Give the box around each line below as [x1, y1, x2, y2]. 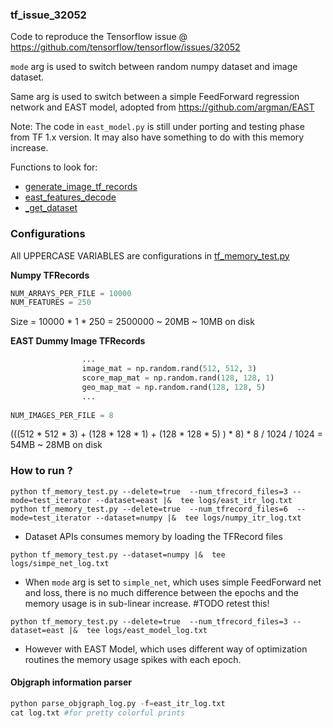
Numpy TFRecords [10, 269, 90, 281]
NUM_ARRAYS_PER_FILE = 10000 [10, 288, 132, 298]
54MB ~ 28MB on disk [10, 439, 103, 451]
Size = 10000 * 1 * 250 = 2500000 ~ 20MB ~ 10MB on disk [10, 316, 255, 328]
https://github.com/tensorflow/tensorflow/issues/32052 [10, 41, 241, 53]
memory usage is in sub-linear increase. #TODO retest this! [24, 597, 270, 609]
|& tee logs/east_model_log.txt [68, 625, 208, 635]
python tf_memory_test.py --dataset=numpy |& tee [10, 549, 226, 560]
